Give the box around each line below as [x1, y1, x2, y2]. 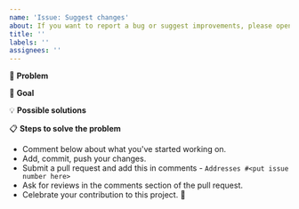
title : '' [9, 29, 46, 38]
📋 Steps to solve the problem [9, 124, 122, 134]
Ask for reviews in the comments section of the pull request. [21, 180, 243, 191]
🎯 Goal [9, 88, 35, 99]
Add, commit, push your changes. [21, 153, 147, 165]
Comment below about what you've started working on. [21, 144, 227, 155]
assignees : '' [9, 46, 62, 55]
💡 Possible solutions [9, 105, 87, 116]
